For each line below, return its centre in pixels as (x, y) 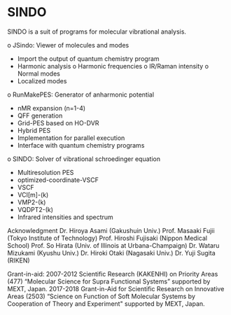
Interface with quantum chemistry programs (81, 145)
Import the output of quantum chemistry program (88, 58)
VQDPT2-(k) (35, 209)
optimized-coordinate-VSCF (58, 180)
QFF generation (40, 115)
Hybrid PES (34, 130)
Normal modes (39, 73)
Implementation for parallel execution (71, 138)
